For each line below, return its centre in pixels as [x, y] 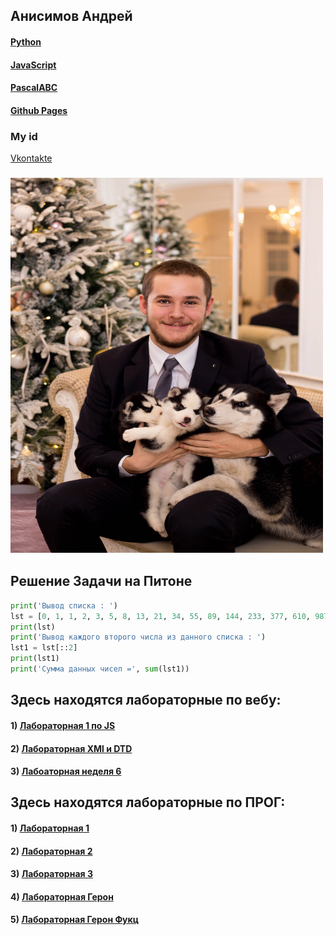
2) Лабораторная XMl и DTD [71, 748]
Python [26, 41]
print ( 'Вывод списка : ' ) [64, 605]
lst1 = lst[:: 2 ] [44, 648]
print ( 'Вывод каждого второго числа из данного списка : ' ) [138, 637]
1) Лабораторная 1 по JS [63, 725]
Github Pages [39, 110]
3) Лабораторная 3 [51, 874]
